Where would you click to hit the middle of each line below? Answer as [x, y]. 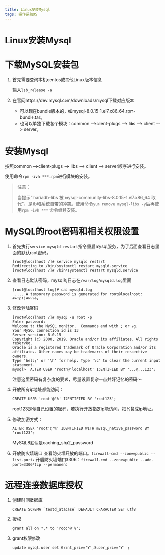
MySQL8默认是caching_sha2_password [53, 442]
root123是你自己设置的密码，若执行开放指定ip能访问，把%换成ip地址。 [84, 409]
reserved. [22, 343]
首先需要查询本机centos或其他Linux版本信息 [57, 79]
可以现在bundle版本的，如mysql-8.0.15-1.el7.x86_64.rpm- [78, 111]
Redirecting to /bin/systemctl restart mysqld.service [70, 266]
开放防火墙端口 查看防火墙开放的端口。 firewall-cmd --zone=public [80, 453]
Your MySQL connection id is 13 [45, 330]
